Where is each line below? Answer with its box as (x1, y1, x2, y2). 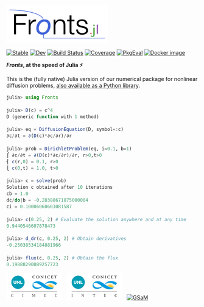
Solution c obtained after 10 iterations (6, 185, 113, 191)
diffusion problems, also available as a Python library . (6, 82, 140, 89)
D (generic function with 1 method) (6, 113, 99, 120)
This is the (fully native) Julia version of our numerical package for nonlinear (6, 76, 198, 82)
